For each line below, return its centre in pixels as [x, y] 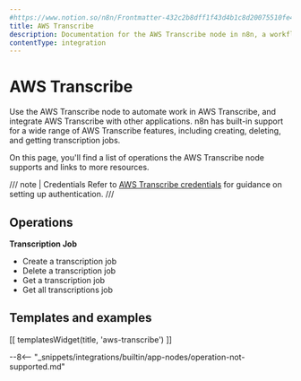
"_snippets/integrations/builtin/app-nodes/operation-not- [140, 357]
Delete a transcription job [69, 271]
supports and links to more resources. [79, 168]
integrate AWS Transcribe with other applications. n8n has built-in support [146, 121]
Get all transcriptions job [68, 290]
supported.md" [37, 366]
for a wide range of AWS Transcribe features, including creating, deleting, [145, 131]
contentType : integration [57, 43]
